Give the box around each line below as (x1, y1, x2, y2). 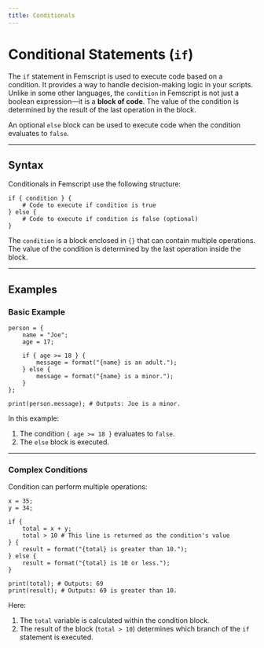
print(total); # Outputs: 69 (8, 580, 104, 588)
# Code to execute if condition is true (22, 201, 156, 209)
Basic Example (8, 306, 65, 317)
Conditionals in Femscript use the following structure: (8, 179, 181, 189)
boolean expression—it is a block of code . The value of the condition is (8, 96, 240, 106)
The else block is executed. (19, 437, 110, 447)
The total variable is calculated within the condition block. (19, 616, 210, 625)
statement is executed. (19, 632, 94, 642)
